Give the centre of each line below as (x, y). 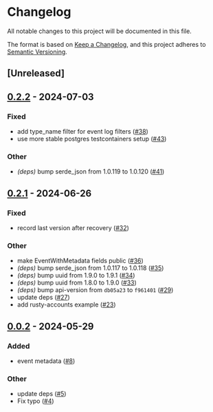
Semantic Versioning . (37, 52)
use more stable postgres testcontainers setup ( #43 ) (92, 139)
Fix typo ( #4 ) (35, 401)
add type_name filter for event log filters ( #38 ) (83, 132)
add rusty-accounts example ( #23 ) (66, 305)
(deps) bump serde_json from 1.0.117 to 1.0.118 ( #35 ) (90, 268)
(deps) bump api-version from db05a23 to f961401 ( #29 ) (95, 290)
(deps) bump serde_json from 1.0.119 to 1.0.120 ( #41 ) (91, 172)
